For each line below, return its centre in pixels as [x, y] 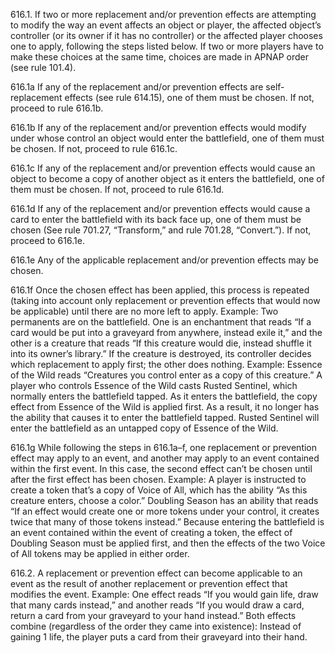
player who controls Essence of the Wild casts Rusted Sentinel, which [154, 385]
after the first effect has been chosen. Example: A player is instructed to [158, 479]
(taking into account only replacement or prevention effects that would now [165, 300]
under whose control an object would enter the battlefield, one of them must [167, 138]
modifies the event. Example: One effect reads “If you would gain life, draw [164, 594]
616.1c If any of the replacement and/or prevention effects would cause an [163, 168]
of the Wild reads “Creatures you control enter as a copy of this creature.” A [166, 375]
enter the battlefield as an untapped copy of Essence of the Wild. [144, 428]
